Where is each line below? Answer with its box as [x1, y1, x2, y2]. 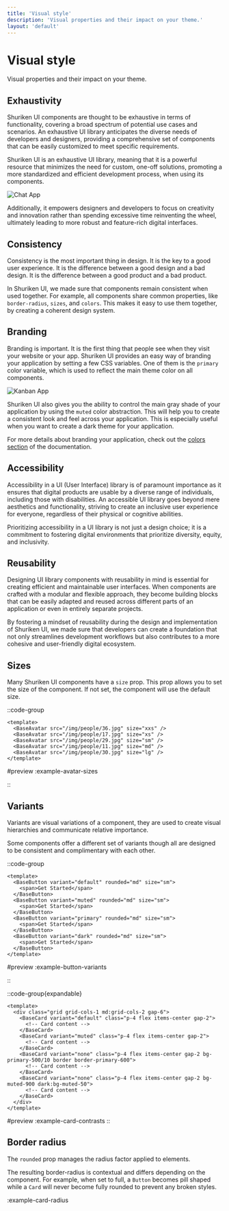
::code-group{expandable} [7, 990, 83, 998]
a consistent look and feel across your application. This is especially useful [7, 414, 218, 422]
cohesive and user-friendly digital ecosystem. [7, 640, 137, 648]
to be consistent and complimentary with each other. [7, 846, 156, 854]
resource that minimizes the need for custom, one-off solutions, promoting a [7, 163, 222, 171]
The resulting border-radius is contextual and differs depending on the [7, 1168, 206, 1176]
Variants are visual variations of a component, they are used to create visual [7, 819, 221, 826]
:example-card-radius [7, 1196, 69, 1204]
